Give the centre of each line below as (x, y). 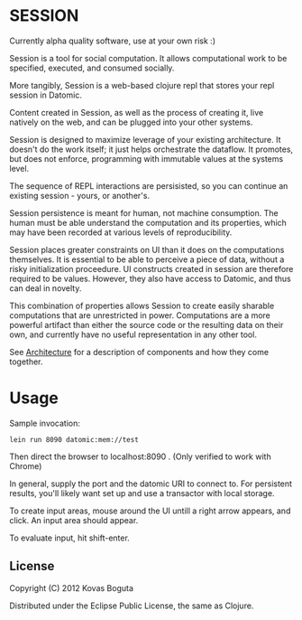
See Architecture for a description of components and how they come (139, 352)
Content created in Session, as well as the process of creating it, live (137, 112)
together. (26, 362)
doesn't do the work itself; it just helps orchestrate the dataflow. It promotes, (151, 149)
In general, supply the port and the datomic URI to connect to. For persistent (151, 484)
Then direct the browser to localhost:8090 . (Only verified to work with (141, 456)
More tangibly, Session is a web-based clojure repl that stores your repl (142, 85)
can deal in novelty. (46, 288)
